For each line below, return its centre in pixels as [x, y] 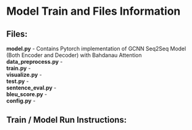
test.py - [18, 81]
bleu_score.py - [27, 94]
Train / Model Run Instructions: [67, 120]
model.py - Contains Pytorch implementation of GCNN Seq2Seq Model [96, 48]
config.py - [21, 101]
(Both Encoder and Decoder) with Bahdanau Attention [74, 55]
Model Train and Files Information [94, 11]
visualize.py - [24, 75]
